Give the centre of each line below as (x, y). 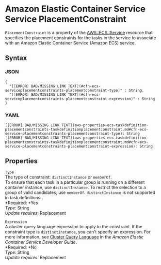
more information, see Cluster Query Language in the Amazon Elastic (74, 237)
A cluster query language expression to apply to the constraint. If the (74, 226)
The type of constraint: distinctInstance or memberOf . (58, 177)
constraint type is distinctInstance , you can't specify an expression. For (78, 232)
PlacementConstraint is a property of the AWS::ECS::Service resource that (79, 32)
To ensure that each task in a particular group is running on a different (75, 182)
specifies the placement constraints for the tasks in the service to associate (80, 38)
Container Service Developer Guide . (41, 242)
